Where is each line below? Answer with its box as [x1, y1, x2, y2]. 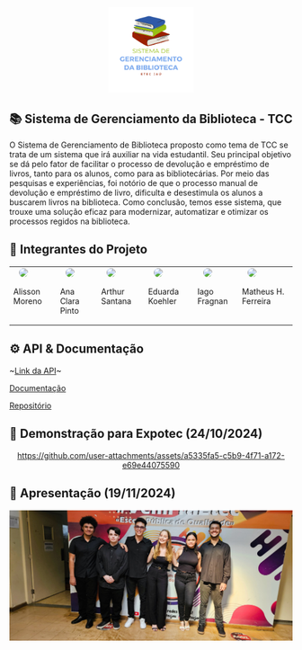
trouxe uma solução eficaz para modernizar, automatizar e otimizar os [9, 207, 269, 217]
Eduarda [147, 286, 180, 297]
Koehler [147, 295, 177, 307]
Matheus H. [242, 286, 285, 297]
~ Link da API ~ [9, 365, 62, 376]
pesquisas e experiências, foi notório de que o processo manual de [9, 178, 259, 188]
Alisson [13, 286, 40, 297]
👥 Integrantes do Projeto [9, 242, 148, 257]
